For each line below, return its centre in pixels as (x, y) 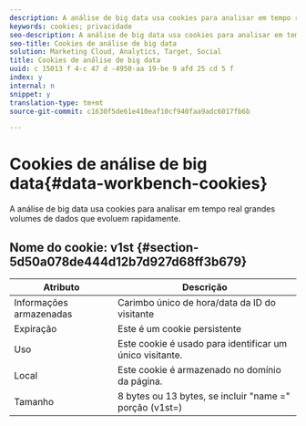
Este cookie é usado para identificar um (203, 343)
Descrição (204, 287)
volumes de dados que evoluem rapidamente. (95, 219)
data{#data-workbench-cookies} (139, 184)
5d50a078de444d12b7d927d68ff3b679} (128, 261)
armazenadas (43, 314)
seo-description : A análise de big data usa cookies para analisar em (146, 35)
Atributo (61, 287)
